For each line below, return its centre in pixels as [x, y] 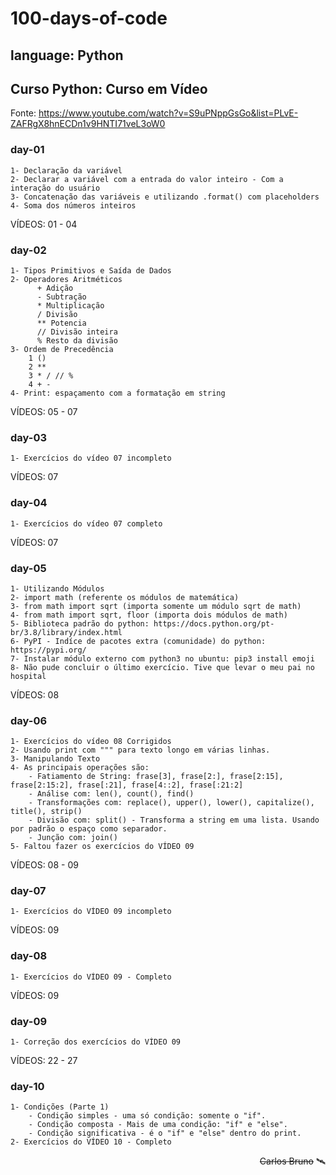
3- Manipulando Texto [55, 759]
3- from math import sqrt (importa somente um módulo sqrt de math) [156, 606]
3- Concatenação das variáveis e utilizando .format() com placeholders [165, 197]
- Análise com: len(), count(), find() [111, 794]
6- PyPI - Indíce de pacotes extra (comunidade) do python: [138, 641]
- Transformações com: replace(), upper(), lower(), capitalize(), [171, 803]
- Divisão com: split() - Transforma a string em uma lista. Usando [174, 820]
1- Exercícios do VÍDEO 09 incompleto [91, 912]
